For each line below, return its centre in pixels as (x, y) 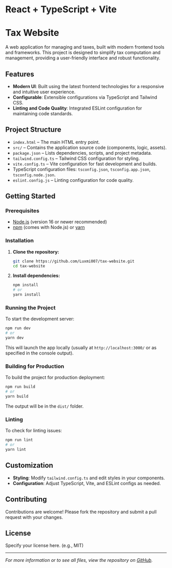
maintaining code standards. (43, 113)
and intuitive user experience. (44, 92)
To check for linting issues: (34, 431)
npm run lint (19, 440)
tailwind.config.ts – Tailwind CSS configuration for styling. (76, 158)
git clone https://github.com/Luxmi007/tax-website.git (73, 261)
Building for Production (35, 366)
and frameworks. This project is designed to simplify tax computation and (83, 53)
